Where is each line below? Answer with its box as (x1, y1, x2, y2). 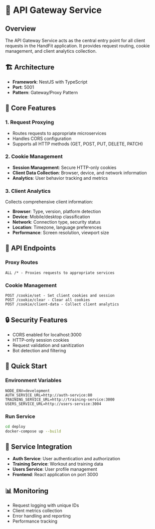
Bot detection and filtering (12, 347, 66, 353)
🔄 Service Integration (5, 443, 72, 451)
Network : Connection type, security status (12, 219, 101, 225)
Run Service (5, 413, 35, 420)
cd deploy (5, 424, 26, 429)
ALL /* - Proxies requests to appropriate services (5, 270, 115, 275)
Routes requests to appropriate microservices (12, 130, 107, 136)
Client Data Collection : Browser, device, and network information (12, 169, 147, 176)
